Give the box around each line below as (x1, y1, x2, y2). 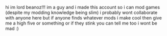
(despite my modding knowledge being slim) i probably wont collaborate (5, 9, 158, 15)
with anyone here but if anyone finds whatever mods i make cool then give (5, 15, 162, 20)
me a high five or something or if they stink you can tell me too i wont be (5, 20, 157, 26)
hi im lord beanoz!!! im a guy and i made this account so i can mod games (5, 4, 160, 10)
